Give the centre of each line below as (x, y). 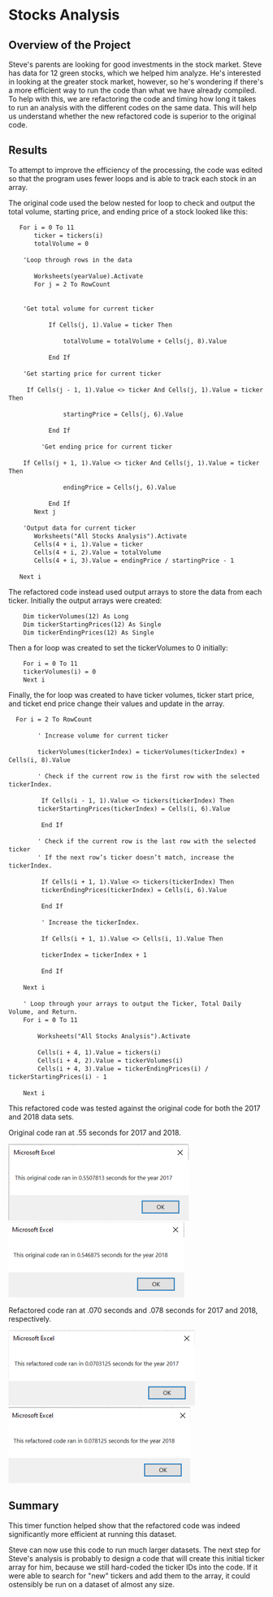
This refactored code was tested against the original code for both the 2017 (135, 1108)
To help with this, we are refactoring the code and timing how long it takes (132, 99)
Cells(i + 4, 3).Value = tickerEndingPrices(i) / (123, 1069)
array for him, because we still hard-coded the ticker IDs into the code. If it (133, 1567)
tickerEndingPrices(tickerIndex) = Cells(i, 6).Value (134, 890)
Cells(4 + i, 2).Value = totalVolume (97, 552)
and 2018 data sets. (41, 1117)
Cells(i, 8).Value (39, 760)
